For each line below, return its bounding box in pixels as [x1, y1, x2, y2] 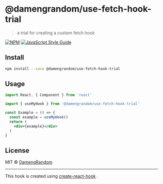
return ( [9, 119, 27, 124]
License [5, 146, 30, 154]
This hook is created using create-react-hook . [5, 173, 97, 179]
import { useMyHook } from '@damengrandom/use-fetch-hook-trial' [5, 101, 140, 107]
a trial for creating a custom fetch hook [16, 30, 95, 36]
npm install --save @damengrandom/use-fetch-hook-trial [5, 66, 120, 71]
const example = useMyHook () [9, 115, 68, 120]
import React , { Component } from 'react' [5, 92, 92, 98]
